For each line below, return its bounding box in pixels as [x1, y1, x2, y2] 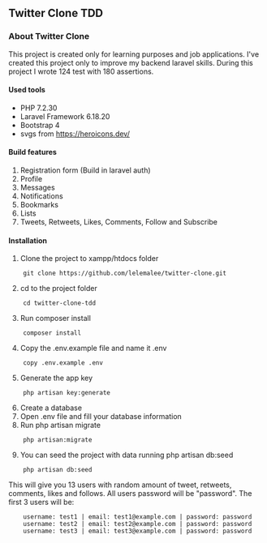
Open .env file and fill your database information [19, 412, 183, 421]
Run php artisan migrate [19, 421, 101, 430]
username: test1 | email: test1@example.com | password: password [23, 513, 252, 521]
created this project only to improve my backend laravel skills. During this [8, 58, 253, 67]
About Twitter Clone [8, 31, 90, 42]
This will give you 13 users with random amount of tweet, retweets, [8, 480, 232, 490]
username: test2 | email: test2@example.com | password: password [23, 520, 252, 528]
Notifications [19, 191, 63, 201]
